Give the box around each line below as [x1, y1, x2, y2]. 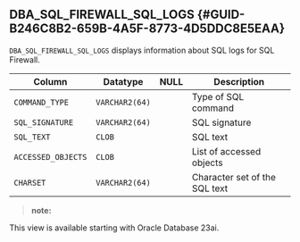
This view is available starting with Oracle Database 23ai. [9, 222, 220, 233]
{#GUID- [196, 7, 246, 22]
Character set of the [191, 171, 277, 183]
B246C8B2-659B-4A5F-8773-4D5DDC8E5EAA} [9, 21, 286, 37]
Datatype [103, 75, 144, 88]
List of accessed [191, 145, 262, 157]
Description [213, 75, 265, 88]
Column [33, 75, 68, 88]
